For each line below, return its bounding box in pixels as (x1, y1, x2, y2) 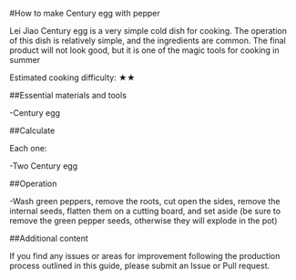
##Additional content (9, 233, 88, 244)
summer (9, 55, 41, 65)
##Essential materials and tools (9, 90, 128, 100)
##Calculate (9, 125, 56, 136)
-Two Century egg (9, 161, 78, 171)
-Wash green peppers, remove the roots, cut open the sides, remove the (9, 196, 281, 206)
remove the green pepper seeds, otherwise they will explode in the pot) (9, 215, 278, 226)
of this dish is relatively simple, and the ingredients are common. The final (9, 36, 287, 46)
